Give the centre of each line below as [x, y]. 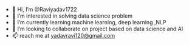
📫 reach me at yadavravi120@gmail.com [64, 36]
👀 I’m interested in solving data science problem [72, 16]
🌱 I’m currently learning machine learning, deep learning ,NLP [89, 22]
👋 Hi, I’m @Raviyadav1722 [44, 9]
